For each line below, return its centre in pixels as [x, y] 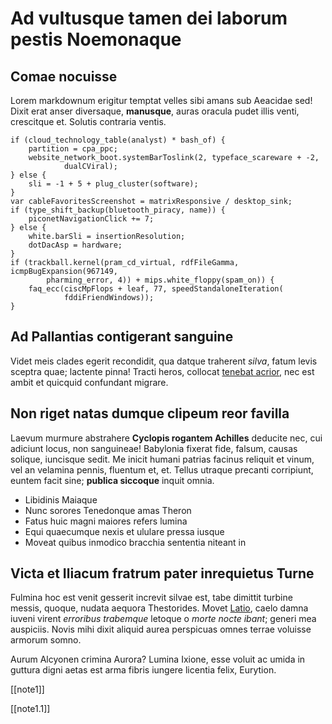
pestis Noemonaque [96, 39]
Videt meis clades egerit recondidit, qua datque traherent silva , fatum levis [164, 361]
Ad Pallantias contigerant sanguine [122, 337]
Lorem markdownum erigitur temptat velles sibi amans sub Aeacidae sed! [161, 100]
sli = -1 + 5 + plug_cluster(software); [113, 184]
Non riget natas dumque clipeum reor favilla [150, 413]
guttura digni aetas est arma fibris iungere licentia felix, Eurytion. [143, 670]
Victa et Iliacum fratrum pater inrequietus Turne [162, 573]
